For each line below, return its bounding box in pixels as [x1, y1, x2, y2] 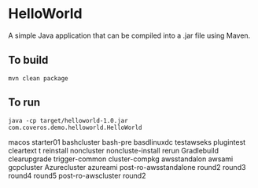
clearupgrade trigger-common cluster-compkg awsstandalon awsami [8, 154, 234, 164]
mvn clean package [8, 74, 68, 83]
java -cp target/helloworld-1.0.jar [8, 116, 128, 124]
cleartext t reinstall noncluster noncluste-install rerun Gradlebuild [8, 146, 219, 155]
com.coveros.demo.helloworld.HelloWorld [8, 123, 143, 131]
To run [8, 96, 41, 109]
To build [8, 53, 49, 67]
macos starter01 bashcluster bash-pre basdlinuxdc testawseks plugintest [8, 137, 246, 146]
